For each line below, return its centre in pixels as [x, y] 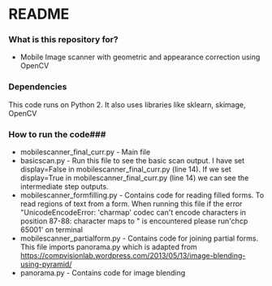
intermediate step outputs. [64, 187]
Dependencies [38, 87]
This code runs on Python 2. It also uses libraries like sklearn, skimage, [127, 104]
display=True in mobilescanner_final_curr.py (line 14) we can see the [134, 178]
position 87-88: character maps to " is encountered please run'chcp [134, 221]
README [39, 14]
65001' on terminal [52, 230]
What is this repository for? [64, 40]
